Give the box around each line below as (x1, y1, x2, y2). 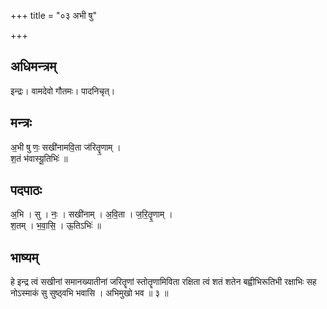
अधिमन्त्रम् (10, 58, 57, 75)
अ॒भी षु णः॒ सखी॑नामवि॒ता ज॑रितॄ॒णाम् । (10, 141, 122, 153)
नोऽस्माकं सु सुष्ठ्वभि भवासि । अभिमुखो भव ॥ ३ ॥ (10, 287, 169, 299)
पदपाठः (10, 182, 43, 199)
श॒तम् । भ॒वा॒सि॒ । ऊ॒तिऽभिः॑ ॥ (10, 220, 102, 232)
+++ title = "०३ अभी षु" (10, 10, 97, 21)
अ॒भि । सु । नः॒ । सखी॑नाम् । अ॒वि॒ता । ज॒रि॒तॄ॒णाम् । (10, 208, 173, 220)
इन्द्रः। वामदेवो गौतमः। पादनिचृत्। (10, 85, 116, 97)
